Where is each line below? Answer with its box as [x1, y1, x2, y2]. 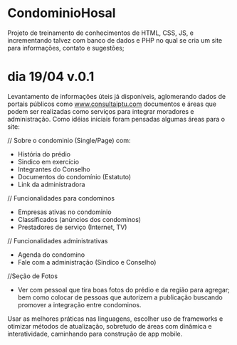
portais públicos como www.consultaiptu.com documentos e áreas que [7, 100, 217, 108]
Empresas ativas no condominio [17, 208, 112, 216]
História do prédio [17, 149, 71, 158]
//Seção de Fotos [7, 272, 58, 280]
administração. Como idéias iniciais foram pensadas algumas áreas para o [7, 115, 226, 123]
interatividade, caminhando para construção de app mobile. [7, 329, 183, 338]
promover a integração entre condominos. [17, 300, 142, 309]
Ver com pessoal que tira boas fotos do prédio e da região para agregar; [17, 285, 230, 294]
